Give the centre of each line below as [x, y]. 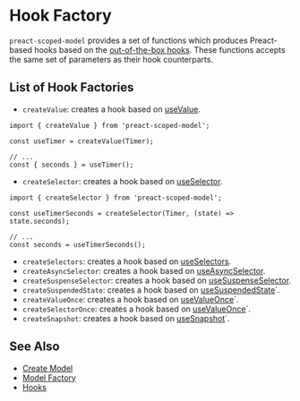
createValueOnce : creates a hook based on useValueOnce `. [130, 299]
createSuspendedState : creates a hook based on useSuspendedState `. [151, 290]
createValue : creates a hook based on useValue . [111, 109]
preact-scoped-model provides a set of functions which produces [129, 40]
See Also [34, 347]
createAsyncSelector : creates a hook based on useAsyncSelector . [144, 270]
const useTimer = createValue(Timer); [81, 141]
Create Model [47, 368]
